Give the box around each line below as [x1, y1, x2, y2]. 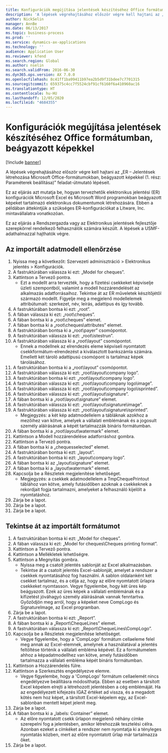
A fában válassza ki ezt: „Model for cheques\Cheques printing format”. [12, 540, 158, 546]
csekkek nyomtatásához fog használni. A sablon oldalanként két [20, 572, 152, 578]
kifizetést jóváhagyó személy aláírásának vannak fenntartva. [20, 593, 145, 599]
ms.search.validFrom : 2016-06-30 [5, 68, 75, 73]
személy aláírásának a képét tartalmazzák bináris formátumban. [20, 423, 152, 429]
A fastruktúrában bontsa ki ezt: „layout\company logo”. [12, 455, 126, 461]
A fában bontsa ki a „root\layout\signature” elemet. [12, 396, 117, 402]
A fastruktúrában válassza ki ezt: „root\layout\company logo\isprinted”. [12, 385, 159, 392]
